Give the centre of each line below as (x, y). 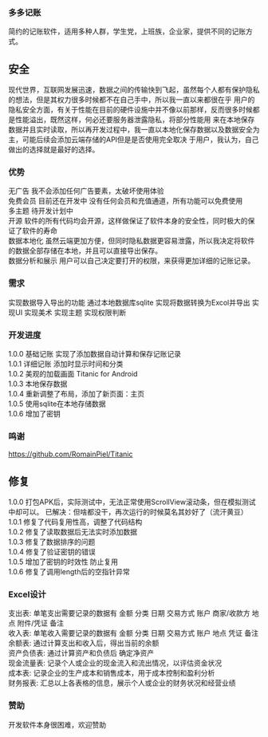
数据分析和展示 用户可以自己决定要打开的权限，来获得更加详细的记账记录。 (132, 261)
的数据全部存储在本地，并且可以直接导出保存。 (85, 251)
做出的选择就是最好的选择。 (54, 150)
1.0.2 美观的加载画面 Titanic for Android (73, 374)
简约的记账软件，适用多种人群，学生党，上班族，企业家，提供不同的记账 (127, 32)
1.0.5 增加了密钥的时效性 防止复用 (63, 562)
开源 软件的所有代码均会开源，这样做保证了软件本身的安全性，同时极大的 (128, 221)
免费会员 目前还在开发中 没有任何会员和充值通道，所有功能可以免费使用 (126, 201)
